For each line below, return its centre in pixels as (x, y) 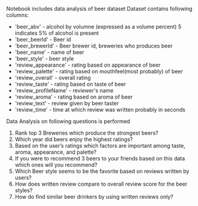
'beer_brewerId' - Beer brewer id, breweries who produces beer (94, 46)
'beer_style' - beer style (44, 59)
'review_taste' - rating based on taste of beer (70, 84)
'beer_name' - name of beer (50, 52)
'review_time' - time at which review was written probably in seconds (100, 110)
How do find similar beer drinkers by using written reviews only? (94, 197)
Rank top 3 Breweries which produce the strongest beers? (86, 133)
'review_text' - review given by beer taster (67, 103)
